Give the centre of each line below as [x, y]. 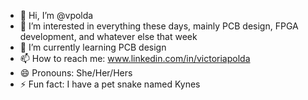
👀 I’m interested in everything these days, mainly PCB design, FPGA [159, 26]
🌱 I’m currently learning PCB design [93, 47]
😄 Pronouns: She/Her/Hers [76, 73]
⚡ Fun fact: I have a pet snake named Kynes [110, 84]
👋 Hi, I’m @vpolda [56, 15]
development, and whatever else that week [108, 36]
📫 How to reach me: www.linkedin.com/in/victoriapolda [135, 58]
